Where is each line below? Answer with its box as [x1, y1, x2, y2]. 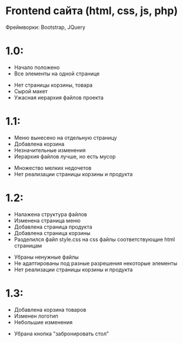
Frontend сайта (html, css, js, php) [5, 4, 178, 18]
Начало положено [14, 64, 60, 71]
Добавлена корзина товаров [14, 306, 86, 313]
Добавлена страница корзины [14, 229, 91, 236]
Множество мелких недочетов [14, 164, 92, 171]
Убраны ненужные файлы [14, 253, 79, 260]
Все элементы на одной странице [14, 70, 100, 77]
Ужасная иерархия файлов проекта [14, 94, 104, 101]
